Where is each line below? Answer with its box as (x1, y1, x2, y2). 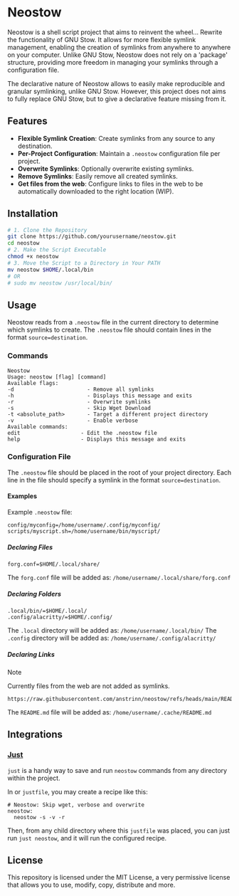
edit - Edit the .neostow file (7, 429, 158, 436)
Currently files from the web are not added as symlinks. (7, 681, 171, 690)
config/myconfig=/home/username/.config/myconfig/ (7, 522, 161, 529)
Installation (7, 208, 58, 220)
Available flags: (7, 379, 59, 386)
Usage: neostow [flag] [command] (7, 373, 107, 381)
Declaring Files (7, 542, 53, 552)
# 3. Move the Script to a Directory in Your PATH (7, 259, 161, 267)
